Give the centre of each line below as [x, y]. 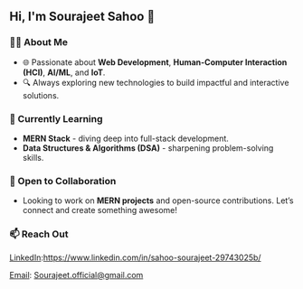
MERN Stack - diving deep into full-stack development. [125, 138]
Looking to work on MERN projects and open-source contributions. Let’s [158, 200]
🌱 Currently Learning [56, 118]
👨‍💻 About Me [38, 42]
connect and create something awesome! [100, 210]
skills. [33, 157]
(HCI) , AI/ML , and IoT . [64, 72]
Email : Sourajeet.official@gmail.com [76, 275]
